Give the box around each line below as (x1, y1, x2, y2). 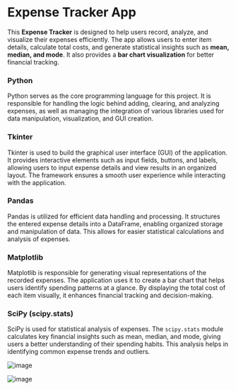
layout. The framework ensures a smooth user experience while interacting (7, 171, 226, 179)
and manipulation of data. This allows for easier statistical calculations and (7, 227, 224, 235)
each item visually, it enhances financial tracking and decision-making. (7, 291, 213, 300)
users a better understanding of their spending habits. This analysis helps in (7, 340, 228, 348)
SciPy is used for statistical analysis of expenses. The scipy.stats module (7, 325, 224, 333)
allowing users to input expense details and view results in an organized (7, 163, 217, 172)
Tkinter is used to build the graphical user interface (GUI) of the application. (7, 148, 228, 157)
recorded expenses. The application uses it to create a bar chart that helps (7, 276, 225, 284)
